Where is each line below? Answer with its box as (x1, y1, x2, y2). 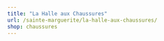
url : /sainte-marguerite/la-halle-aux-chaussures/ (7, 17, 158, 24)
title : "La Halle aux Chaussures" (7, 10, 108, 17)
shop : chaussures (7, 23, 58, 30)
